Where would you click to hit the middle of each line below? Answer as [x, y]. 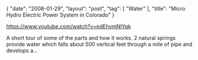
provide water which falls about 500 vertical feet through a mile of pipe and [99, 44]
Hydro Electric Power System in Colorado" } [61, 15]
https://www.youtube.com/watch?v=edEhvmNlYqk [69, 26]
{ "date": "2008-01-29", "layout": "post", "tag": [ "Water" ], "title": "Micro [96, 9]
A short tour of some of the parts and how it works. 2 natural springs [91, 38]
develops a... [22, 50]
